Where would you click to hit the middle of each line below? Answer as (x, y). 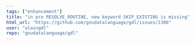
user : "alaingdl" (28, 28)
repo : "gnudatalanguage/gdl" (42, 33)
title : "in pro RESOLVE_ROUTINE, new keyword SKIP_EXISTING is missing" (98, 17)
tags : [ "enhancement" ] (34, 11)
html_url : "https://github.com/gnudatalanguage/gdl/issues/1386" (89, 22)
